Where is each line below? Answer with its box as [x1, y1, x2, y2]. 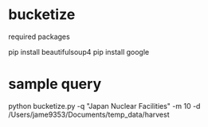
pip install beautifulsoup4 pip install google [8, 47, 150, 56]
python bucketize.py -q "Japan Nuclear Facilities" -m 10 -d [8, 101, 201, 110]
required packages [8, 32, 70, 41]
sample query [8, 75, 102, 93]
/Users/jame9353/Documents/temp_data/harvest [8, 110, 170, 119]
